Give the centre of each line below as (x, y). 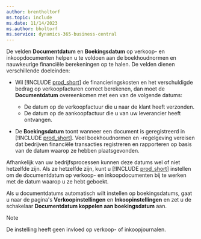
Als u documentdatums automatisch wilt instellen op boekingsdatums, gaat (99, 193)
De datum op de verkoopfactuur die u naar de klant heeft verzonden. (109, 107)
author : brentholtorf (33, 12)
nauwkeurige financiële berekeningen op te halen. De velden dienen (91, 65)
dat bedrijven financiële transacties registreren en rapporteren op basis (103, 144)
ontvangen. (38, 120)
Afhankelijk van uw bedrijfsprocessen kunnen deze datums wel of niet (93, 162)
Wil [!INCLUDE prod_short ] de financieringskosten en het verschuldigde (104, 83)
